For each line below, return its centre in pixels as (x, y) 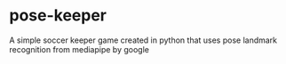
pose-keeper (58, 16)
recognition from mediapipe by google (79, 49)
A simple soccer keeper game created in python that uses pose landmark (143, 40)
